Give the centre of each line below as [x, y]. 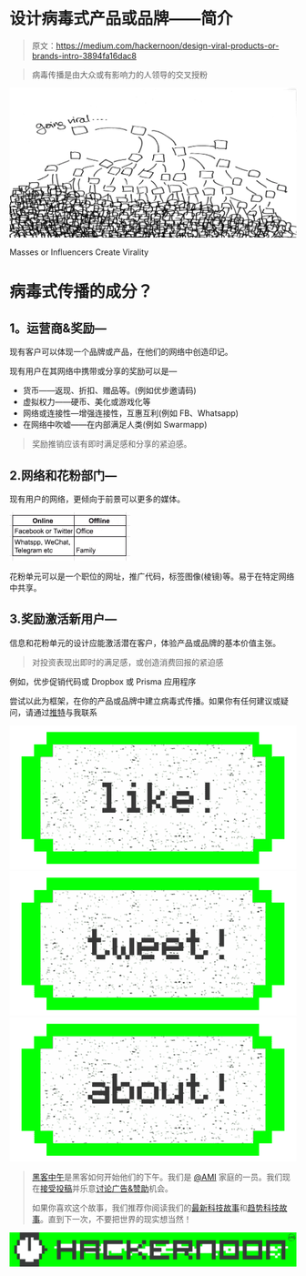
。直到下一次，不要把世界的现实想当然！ [116, 1220]
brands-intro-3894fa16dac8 [84, 56]
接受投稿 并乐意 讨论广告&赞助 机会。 [106, 1189]
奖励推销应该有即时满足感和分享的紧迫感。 [112, 444]
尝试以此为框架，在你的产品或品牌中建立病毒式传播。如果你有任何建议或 [145, 701]
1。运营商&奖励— [58, 328]
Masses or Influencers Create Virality [79, 252]
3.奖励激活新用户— [63, 619]
